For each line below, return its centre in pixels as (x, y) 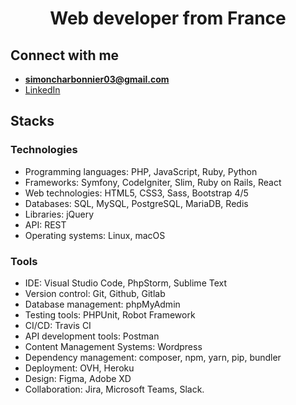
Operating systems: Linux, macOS (95, 235)
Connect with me (65, 55)
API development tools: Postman (92, 336)
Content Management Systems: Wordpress (113, 346)
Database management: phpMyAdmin (102, 304)
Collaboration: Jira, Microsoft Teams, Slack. (114, 389)
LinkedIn (42, 90)
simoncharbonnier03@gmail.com (97, 79)
